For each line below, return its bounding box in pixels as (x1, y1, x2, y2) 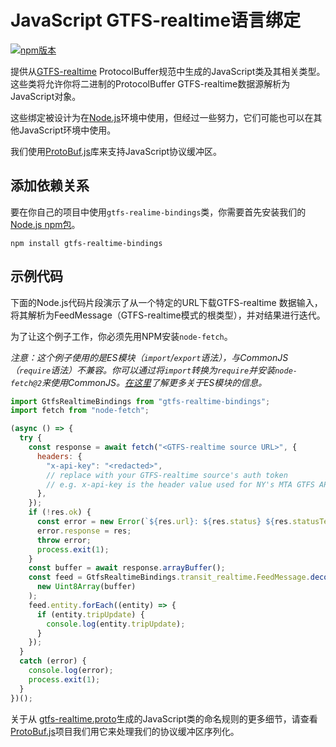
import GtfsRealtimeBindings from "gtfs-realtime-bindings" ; (10, 396, 271, 406)
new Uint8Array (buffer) (36, 582, 137, 592)
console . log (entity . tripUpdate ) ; (46, 619, 186, 629)
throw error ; (36, 535, 92, 545)
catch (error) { (19, 656, 87, 666)
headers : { (36, 451, 83, 461)
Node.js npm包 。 (10, 218, 81, 230)
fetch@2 (10, 378, 43, 388)
